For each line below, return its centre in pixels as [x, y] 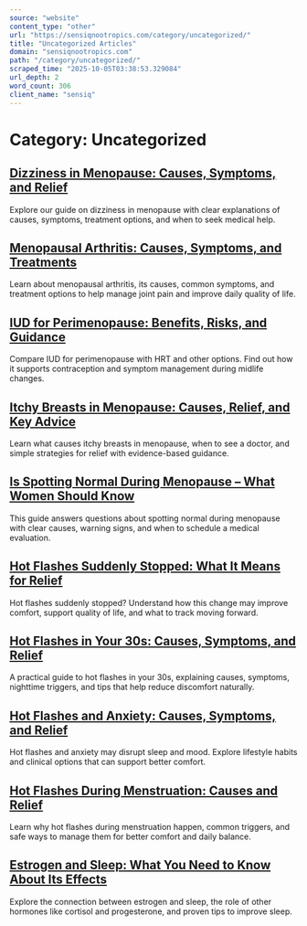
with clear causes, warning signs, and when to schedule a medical [135, 527]
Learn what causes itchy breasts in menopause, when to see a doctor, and [149, 443]
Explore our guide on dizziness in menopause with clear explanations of [145, 209]
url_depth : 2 [34, 78]
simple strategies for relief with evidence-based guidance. [120, 452]
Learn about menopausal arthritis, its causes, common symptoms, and [142, 284]
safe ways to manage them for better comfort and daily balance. [130, 836]
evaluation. [30, 538]
